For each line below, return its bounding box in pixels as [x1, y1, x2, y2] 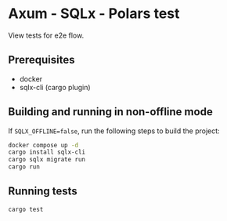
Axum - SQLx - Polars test [8, 5, 180, 23]
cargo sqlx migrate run [8, 156, 86, 164]
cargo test [8, 205, 44, 213]
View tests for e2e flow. [8, 31, 85, 40]
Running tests [8, 185, 78, 198]
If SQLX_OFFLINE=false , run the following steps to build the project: [8, 126, 221, 136]
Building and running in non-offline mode [8, 105, 213, 118]
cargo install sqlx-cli [8, 148, 86, 157]
